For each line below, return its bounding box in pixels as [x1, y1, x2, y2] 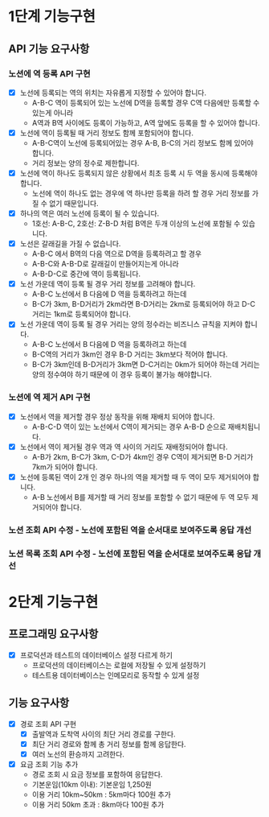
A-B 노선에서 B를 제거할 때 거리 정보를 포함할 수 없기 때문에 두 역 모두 [31, 492, 251, 501]
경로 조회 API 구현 [19, 719, 77, 728]
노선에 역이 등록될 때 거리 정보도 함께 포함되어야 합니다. [19, 128, 194, 138]
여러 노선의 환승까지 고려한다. [31, 749, 124, 759]
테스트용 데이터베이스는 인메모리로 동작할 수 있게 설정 [31, 670, 200, 680]
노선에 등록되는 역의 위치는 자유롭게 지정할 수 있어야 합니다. [19, 88, 207, 97]
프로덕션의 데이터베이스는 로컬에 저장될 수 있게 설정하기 [31, 660, 206, 670]
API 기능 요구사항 [8, 42, 90, 56]
